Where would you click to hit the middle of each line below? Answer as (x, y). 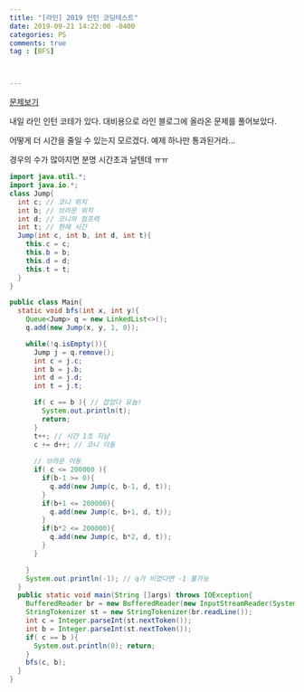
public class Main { (46, 303)
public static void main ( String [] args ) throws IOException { (135, 595)
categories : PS (38, 34)
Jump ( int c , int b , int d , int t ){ (85, 236)
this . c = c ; (48, 244)
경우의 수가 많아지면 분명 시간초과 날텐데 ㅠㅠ (89, 160)
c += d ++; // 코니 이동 (74, 444)
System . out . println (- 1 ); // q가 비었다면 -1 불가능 (118, 578)
